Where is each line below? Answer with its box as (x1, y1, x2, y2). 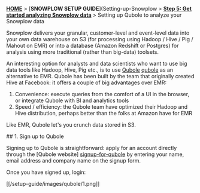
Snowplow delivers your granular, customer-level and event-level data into (6, 29, 190, 36)
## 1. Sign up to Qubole (6, 133, 64, 140)
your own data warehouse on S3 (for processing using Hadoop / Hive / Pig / (6, 36, 193, 42)
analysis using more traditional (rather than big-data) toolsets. (6, 48, 159, 56)
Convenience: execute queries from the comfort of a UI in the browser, (14, 91, 190, 97)
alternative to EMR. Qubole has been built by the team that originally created (6, 73, 195, 79)
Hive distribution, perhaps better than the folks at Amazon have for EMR (14, 110, 193, 117)
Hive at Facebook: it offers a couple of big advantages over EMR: (6, 79, 167, 86)
